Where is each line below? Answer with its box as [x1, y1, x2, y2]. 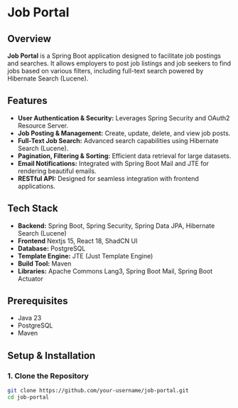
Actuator [17, 274, 44, 283]
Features [7, 95, 48, 107]
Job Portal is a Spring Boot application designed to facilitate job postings [7, 51, 222, 60]
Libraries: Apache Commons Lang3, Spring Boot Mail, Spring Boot [17, 266, 213, 275]
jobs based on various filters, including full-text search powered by [7, 67, 204, 75]
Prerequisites [7, 295, 68, 307]
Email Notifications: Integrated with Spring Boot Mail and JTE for [17, 159, 210, 167]
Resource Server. [17, 121, 69, 130]
